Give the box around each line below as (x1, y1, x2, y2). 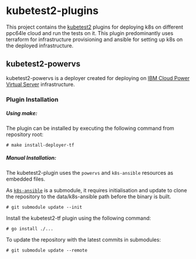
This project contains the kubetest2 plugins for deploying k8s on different (6, 23, 183, 30)
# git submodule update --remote (6, 247, 88, 253)
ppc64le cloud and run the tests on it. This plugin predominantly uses (6, 29, 174, 36)
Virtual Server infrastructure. (6, 81, 75, 88)
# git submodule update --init (6, 204, 82, 210)
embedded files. (6, 175, 46, 182)
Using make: (6, 110, 38, 117)
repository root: (6, 130, 44, 138)
